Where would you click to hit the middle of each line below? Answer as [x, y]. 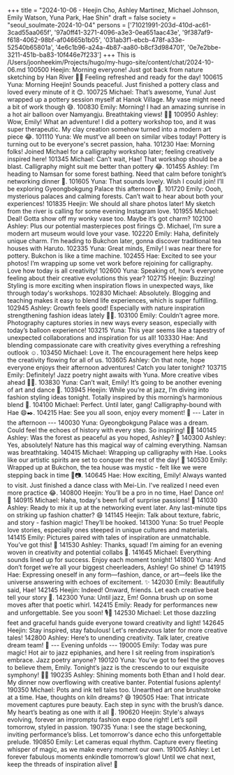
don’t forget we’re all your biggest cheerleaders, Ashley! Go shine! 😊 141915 [117, 567]
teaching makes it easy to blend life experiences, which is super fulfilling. [112, 300]
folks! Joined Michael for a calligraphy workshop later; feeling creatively [111, 151]
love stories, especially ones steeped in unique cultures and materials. [108, 530]
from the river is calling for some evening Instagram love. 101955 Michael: [113, 211]
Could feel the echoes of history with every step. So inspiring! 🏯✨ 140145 [112, 430]
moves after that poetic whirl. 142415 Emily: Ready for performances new [112, 605]
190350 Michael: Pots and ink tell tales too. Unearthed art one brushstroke [114, 690]
